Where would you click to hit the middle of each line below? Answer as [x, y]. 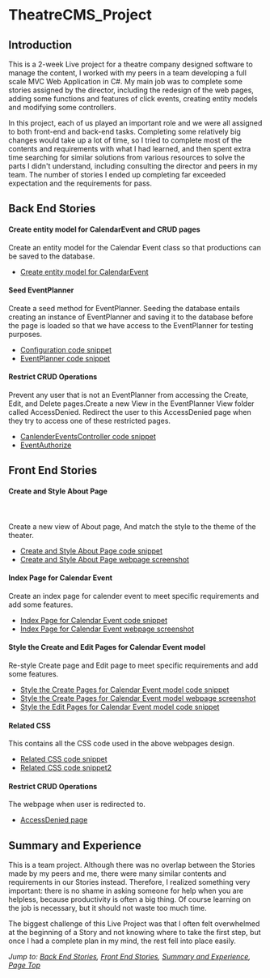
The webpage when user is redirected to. [77, 805]
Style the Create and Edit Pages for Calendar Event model [107, 647]
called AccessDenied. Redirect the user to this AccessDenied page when [130, 412]
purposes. [25, 334]
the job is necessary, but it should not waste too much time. [108, 908]
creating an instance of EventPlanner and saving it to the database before [131, 317]
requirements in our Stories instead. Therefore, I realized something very [129, 882]
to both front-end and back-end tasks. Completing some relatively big [124, 132]
